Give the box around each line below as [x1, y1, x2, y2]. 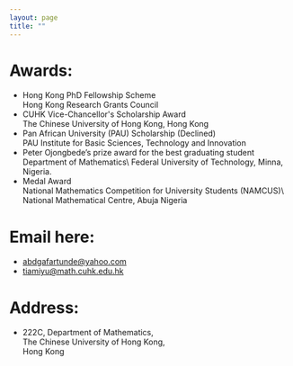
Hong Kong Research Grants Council [22, 100, 159, 111]
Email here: [9, 227, 95, 247]
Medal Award [22, 176, 72, 187]
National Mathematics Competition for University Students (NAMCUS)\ [22, 185, 285, 196]
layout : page [9, 13, 58, 22]
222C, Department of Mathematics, [22, 327, 155, 338]
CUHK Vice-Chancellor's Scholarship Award [22, 109, 186, 120]
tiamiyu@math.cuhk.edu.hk [22, 266, 124, 277]
